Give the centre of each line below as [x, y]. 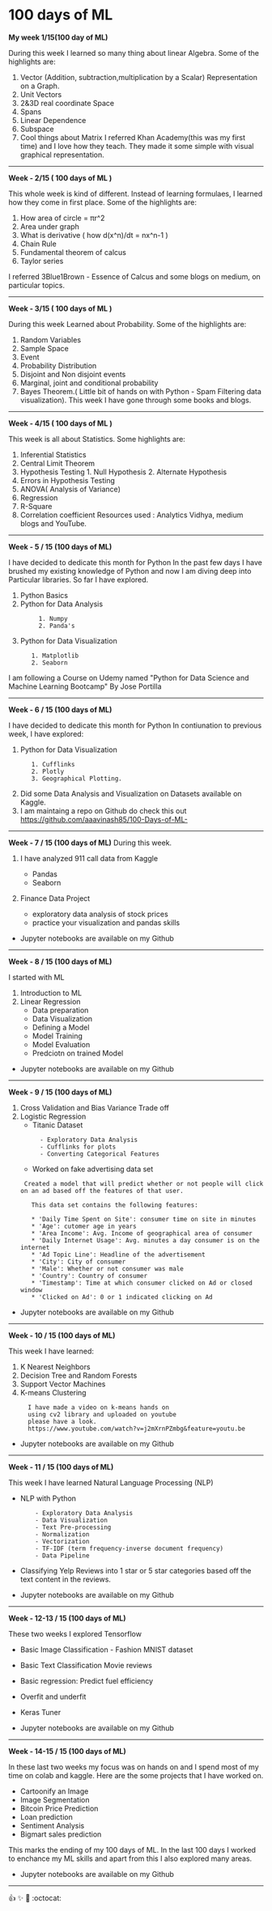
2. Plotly [48, 771]
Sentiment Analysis [52, 1825]
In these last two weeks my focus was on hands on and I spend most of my [134, 1767]
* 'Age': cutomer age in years [84, 1226]
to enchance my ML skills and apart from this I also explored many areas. [130, 1858]
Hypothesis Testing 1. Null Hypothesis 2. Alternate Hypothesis [123, 472]
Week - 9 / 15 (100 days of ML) [60, 1092]
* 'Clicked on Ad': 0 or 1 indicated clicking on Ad [122, 1297]
